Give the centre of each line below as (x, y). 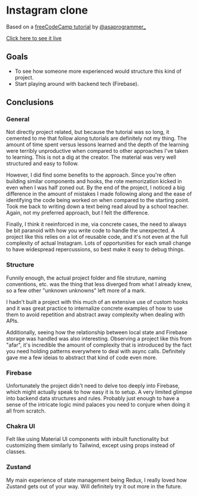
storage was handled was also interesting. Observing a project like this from (99, 338)
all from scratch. (26, 411)
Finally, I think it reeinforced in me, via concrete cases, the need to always (96, 224)
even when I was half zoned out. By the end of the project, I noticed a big (95, 188)
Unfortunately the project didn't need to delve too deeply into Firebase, (93, 386)
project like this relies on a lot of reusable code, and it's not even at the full (97, 237)
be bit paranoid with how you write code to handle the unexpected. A (90, 231)
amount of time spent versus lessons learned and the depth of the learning (98, 145)
